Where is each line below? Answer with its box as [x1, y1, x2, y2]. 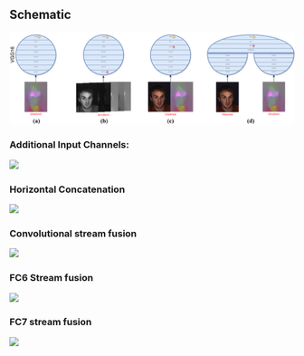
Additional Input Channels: [9, 139, 129, 151]
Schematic [9, 7, 71, 23]
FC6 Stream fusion [9, 272, 93, 284]
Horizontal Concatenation [9, 183, 126, 196]
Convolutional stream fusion [9, 226, 138, 239]
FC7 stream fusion [9, 316, 92, 329]
